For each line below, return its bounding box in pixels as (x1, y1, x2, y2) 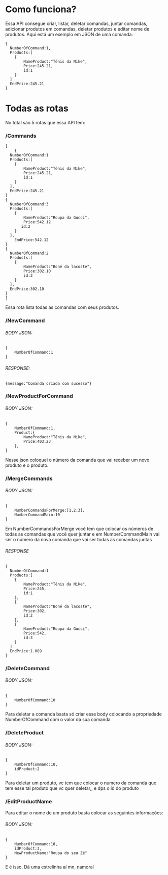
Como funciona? (5, 4, 77, 15)
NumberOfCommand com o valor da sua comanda (5, 717, 111, 723)
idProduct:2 (14, 766, 40, 772)
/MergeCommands (5, 475, 53, 482)
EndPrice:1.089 (10, 648, 42, 653)
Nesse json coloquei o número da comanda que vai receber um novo (5, 457, 150, 463)
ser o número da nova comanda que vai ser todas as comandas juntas (5, 536, 152, 542)
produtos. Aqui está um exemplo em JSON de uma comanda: (5, 31, 133, 37)
